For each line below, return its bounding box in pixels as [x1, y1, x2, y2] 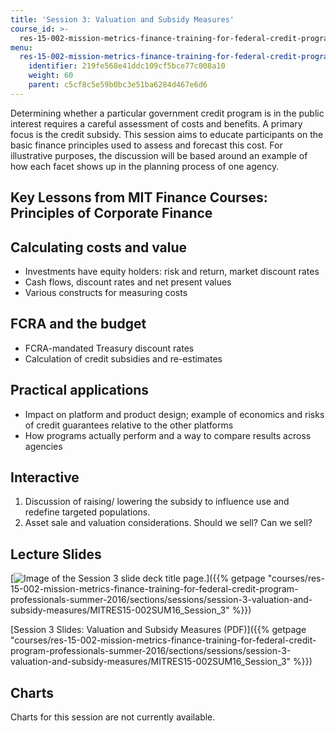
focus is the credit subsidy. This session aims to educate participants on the [10, 128, 324, 140]
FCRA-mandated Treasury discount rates [24, 342, 195, 354]
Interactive [10, 469, 80, 486]
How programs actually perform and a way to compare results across [24, 429, 312, 441]
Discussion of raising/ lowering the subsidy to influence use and [24, 496, 290, 508]
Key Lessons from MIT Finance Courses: [10, 189, 268, 206]
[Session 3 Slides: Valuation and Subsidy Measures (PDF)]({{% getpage [10, 624, 307, 636]
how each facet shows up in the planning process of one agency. [10, 160, 280, 172]
